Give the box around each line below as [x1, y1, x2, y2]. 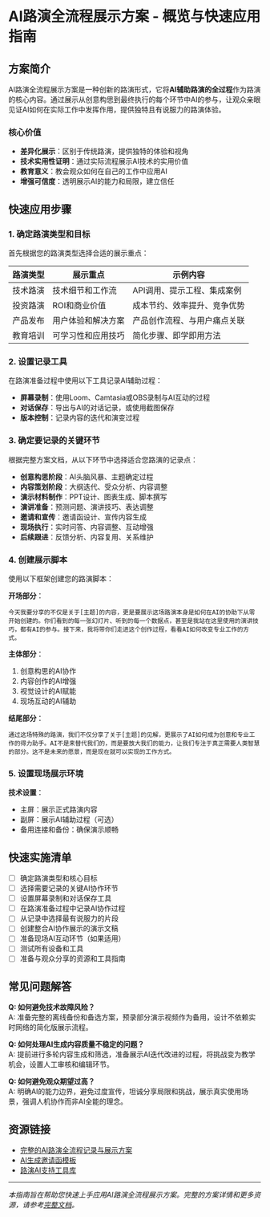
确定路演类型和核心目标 [19, 873, 98, 883]
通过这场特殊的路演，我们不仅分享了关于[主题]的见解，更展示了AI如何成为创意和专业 [8, 731, 250, 739]
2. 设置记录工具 [8, 356, 68, 367]
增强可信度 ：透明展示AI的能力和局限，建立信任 [19, 177, 175, 186]
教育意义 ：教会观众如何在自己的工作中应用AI [19, 166, 168, 177]
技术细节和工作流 [52, 284, 118, 295]
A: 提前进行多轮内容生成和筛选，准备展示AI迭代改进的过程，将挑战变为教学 [8, 1049, 256, 1060]
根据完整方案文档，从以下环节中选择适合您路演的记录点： [8, 454, 198, 464]
